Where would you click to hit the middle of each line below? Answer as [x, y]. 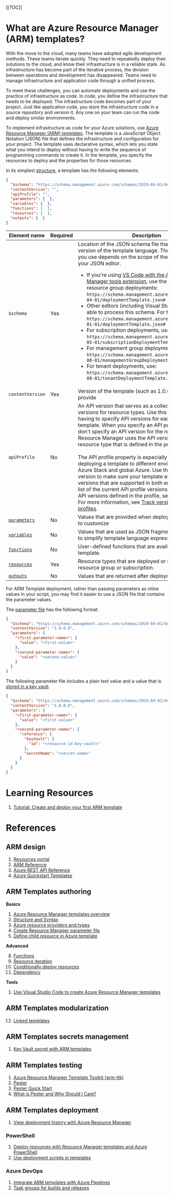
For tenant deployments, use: [122, 366]
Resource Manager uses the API [117, 438]
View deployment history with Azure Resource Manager [72, 1123]
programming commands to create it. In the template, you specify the [79, 155]
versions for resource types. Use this [122, 412]
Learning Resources [50, 793]
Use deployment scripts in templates [52, 1158]
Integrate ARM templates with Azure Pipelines [62, 1182]
